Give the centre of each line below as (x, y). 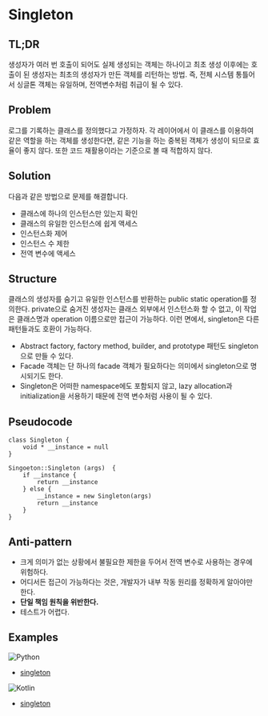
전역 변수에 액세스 (48, 253)
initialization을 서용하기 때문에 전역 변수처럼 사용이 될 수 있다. (116, 396)
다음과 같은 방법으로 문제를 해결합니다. (68, 196)
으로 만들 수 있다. (46, 356)
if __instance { (50, 475)
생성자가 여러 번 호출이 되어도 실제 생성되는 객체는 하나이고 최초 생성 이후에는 (129, 64)
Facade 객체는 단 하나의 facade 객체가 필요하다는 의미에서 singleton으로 (134, 366)
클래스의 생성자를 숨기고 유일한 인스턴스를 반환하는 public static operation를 (128, 299)
